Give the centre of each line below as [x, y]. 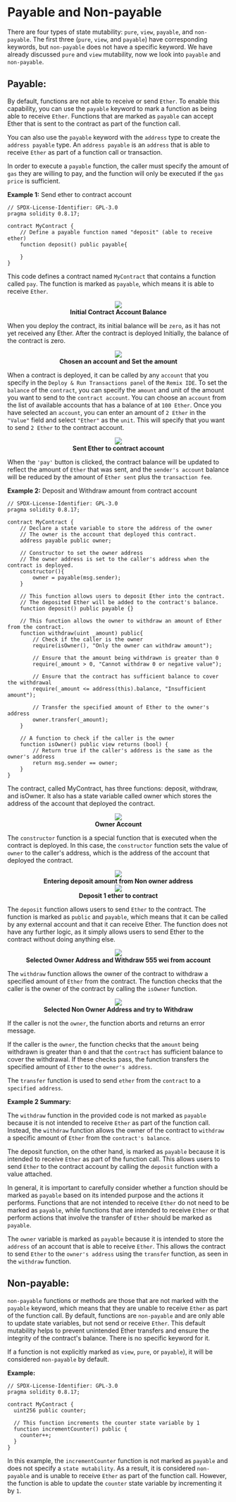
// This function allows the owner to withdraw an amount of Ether [121, 621]
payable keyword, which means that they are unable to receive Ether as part [117, 1308]
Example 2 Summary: [39, 1101]
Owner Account [118, 824]
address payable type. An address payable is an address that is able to [108, 145]
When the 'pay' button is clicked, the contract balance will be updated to [113, 462]
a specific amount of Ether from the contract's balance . [89, 1138]
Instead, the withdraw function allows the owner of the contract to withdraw [116, 1130]
